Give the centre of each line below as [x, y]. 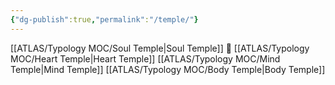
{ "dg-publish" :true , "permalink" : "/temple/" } [104, 19]
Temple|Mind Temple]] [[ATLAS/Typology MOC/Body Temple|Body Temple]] [168, 69]
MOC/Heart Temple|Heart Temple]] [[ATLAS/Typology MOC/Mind [145, 58]
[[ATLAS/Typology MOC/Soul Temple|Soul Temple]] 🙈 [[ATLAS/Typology [160, 48]
